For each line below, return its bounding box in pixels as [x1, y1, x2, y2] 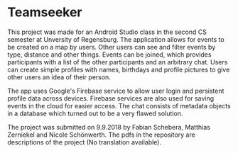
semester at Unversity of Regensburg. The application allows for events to [7, 35, 225, 43]
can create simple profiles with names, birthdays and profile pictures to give [7, 65, 230, 74]
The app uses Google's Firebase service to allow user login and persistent [7, 86, 225, 95]
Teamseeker [7, 4, 82, 21]
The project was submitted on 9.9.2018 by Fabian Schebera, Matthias [7, 123, 211, 131]
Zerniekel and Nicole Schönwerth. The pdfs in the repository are [7, 130, 195, 139]
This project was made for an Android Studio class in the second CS [7, 28, 207, 36]
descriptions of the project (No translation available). [7, 137, 162, 146]
